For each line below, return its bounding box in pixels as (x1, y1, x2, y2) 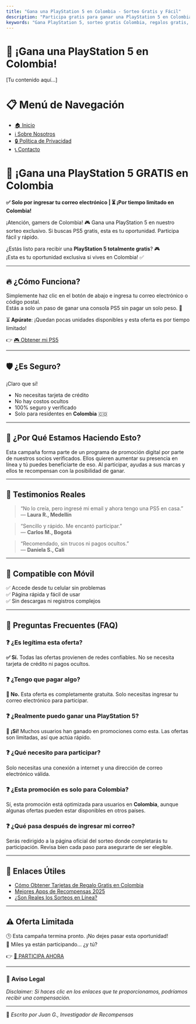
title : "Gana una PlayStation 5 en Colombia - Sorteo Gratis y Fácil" (6, 8, 181, 15)
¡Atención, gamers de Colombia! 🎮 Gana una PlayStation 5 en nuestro (6, 219, 175, 226)
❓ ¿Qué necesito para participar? (6, 748, 101, 757)
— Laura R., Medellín (20, 511, 72, 518)
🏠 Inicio (14, 122, 35, 129)
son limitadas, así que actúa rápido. (6, 734, 92, 741)
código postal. (6, 298, 41, 305)
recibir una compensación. (6, 994, 71, 1001)
